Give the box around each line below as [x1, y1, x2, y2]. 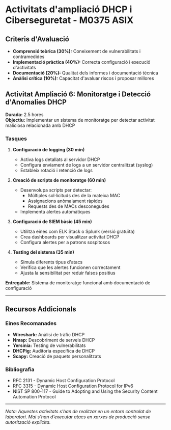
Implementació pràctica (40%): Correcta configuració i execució [12, 59, 151, 65]
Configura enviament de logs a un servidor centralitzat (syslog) [20, 162, 153, 168]
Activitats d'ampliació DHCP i [5, 4, 132, 15]
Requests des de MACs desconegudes [27, 203, 109, 209]
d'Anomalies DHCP [5, 98, 67, 106]
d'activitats [12, 65, 36, 70]
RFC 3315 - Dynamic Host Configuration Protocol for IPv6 [12, 383, 133, 389]
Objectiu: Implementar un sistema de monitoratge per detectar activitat [5, 117, 155, 123]
